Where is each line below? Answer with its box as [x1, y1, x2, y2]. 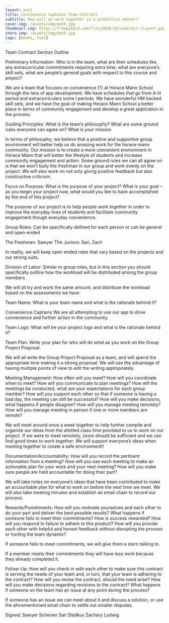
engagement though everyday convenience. [5, 214, 97, 220]
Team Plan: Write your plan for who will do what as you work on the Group [5, 339, 159, 345]
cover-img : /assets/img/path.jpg [5, 21, 75, 27]
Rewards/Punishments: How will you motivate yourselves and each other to [5, 504, 161, 510]
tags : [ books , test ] [5, 36, 49, 41]
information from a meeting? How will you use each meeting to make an [5, 458, 154, 464]
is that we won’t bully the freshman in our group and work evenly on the [5, 163, 154, 169]
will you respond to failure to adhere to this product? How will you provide [5, 521, 158, 527]
